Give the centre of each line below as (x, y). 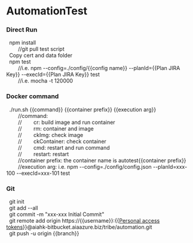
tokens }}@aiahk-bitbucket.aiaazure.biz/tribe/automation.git (79, 227)
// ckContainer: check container (62, 141)
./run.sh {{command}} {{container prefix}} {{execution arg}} (82, 110)
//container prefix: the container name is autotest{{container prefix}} (102, 160)
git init (17, 202)
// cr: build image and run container (66, 122)
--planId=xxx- (170, 166)
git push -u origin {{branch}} (44, 233)
